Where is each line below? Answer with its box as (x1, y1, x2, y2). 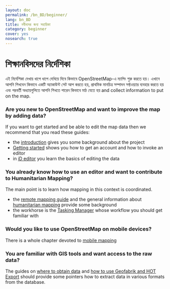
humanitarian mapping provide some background (12, 202, 117, 208)
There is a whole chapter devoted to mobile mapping (5, 237, 117, 243)
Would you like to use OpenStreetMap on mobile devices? (5, 225, 152, 233)
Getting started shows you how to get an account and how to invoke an (12, 145, 163, 151)
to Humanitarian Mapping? (5, 175, 73, 182)
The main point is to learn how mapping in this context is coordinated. (5, 186, 153, 192)
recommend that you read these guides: (5, 129, 90, 136)
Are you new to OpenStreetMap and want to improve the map (5, 106, 160, 113)
